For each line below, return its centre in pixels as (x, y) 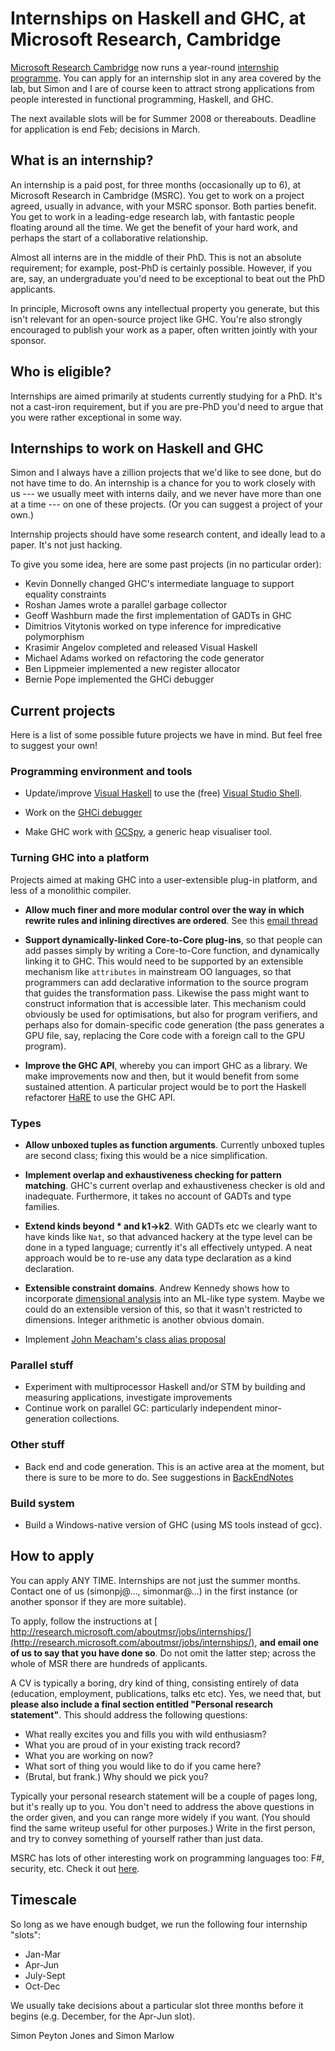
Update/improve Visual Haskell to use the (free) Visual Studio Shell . (163, 793)
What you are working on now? (89, 1755)
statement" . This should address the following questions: (129, 1714)
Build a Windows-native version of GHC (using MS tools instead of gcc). (173, 1524)
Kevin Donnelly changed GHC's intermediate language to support (159, 584)
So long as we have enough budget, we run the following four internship (159, 1924)
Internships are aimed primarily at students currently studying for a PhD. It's (166, 396)
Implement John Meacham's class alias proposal (125, 1339)
